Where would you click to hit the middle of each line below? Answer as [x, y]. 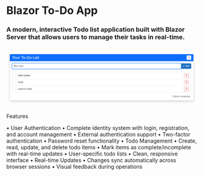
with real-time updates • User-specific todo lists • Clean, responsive [92, 154]
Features [17, 116]
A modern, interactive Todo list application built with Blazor [96, 30]
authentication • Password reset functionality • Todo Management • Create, [101, 141]
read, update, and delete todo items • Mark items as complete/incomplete [99, 147]
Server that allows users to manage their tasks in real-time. [96, 37]
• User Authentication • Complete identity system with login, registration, [98, 127]
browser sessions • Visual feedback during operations [74, 166]
